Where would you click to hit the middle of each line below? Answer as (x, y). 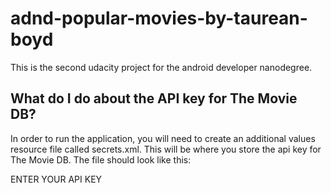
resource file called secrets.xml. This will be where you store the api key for (166, 149)
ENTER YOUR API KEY (56, 179)
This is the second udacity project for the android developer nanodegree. (161, 67)
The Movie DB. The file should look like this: (101, 159)
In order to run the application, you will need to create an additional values (163, 138)
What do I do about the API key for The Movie (154, 98)
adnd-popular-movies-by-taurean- (159, 18)
